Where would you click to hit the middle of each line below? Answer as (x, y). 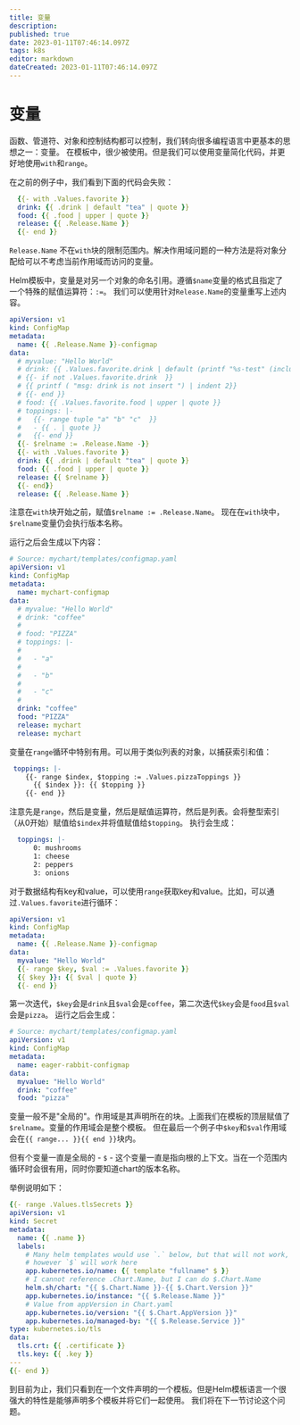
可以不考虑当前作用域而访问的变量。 (91, 262)
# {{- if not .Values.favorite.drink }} (96, 378)
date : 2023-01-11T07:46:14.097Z (69, 42)
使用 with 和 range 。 (58, 162)
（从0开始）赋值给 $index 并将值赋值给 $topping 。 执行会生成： (123, 823)
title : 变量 (30, 17)
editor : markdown (42, 59)
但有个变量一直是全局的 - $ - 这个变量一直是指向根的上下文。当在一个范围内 (148, 1158)
